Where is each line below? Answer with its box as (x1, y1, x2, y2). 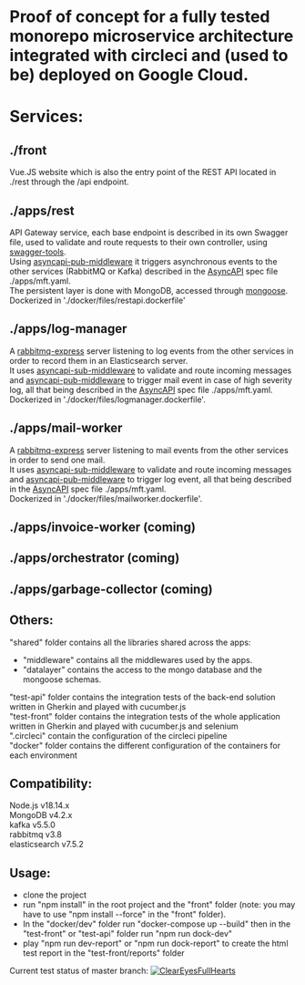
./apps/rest (9, 202, 75, 218)
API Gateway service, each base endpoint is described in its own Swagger (9, 227, 289, 238)
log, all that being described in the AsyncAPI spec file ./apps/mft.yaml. (9, 384, 273, 395)
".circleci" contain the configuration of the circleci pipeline (9, 730, 228, 741)
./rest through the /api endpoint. (9, 176, 129, 188)
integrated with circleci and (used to (9, 46, 289, 66)
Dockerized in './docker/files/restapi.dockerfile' (9, 295, 186, 306)
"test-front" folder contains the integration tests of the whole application (9, 710, 280, 721)
